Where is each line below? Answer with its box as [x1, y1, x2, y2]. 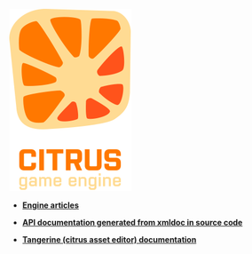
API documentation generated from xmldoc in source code [21, 218, 243, 227]
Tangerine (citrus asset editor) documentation [21, 234, 197, 244]
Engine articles [21, 200, 80, 210]
